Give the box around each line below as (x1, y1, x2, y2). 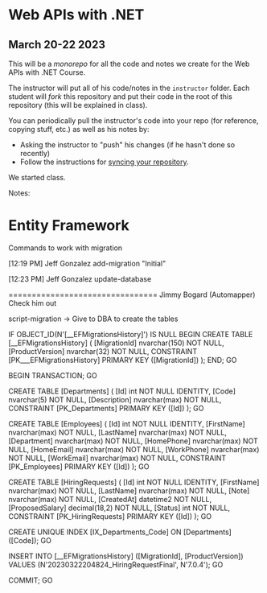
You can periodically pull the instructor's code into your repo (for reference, (8, 116, 259, 126)
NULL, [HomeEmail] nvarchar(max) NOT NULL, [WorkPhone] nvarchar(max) (8, 444, 260, 454)
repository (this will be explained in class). (8, 101, 148, 109)
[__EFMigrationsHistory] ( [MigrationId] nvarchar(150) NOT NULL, (8, 338, 224, 348)
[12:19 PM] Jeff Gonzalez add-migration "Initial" (8, 258, 166, 268)
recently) (19, 149, 51, 158)
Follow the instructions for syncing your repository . (19, 157, 189, 167)
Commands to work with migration (8, 243, 123, 253)
